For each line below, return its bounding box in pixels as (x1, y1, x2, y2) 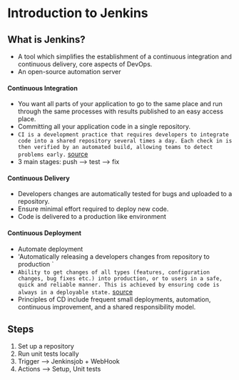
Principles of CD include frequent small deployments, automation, (17, 294, 211, 304)
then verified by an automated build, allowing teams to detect (17, 144, 213, 151)
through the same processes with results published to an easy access (17, 107, 223, 115)
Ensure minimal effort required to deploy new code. (17, 205, 169, 213)
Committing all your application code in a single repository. (17, 123, 191, 131)
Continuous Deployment (7, 229, 82, 237)
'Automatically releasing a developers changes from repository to (17, 252, 210, 261)
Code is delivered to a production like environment (17, 212, 166, 221)
